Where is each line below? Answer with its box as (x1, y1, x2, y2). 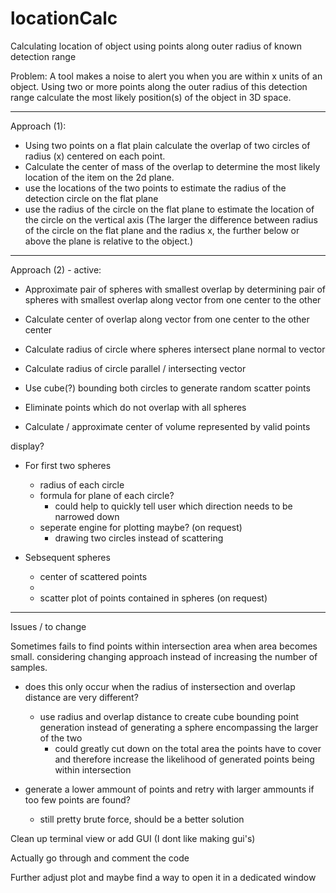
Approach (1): (10, 120, 67, 132)
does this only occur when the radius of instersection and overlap (24, 680, 296, 692)
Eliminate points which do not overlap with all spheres (24, 401, 247, 413)
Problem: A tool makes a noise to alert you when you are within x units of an (10, 70, 323, 82)
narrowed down (54, 510, 120, 522)
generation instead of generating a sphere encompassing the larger (39, 721, 319, 733)
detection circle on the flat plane (24, 192, 159, 204)
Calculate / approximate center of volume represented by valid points (24, 420, 311, 432)
